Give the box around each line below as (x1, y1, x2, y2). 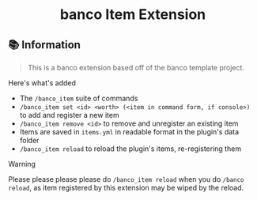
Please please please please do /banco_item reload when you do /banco (8, 175, 244, 183)
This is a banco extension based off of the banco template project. (27, 63, 245, 72)
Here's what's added (8, 78, 77, 88)
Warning (8, 160, 36, 168)
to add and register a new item (19, 111, 120, 119)
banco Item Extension (59, 6, 206, 24)
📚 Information (8, 38, 81, 51)
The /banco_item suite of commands (19, 93, 138, 103)
